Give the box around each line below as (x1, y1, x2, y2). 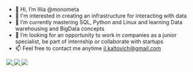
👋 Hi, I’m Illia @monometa (15, 6, 80, 13)
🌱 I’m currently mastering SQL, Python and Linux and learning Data (15, 19, 183, 25)
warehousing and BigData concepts (15, 25, 105, 32)
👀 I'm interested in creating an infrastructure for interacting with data (15, 12, 187, 19)
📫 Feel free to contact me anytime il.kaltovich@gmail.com (15, 45, 161, 51)
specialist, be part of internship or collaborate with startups (15, 38, 164, 45)
